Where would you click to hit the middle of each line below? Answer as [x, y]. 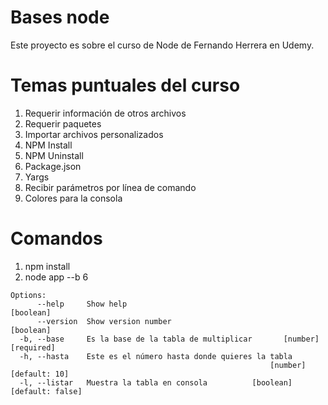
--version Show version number [104, 321]
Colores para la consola [73, 198]
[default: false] [46, 391]
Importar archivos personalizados [94, 134]
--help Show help [82, 304]
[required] [33, 347]
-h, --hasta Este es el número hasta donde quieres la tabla [156, 356]
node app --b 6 [56, 277]
